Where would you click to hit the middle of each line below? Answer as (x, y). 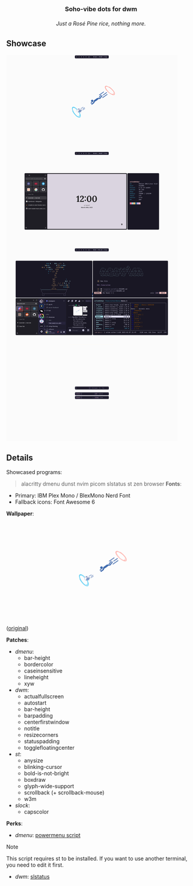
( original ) (17, 628)
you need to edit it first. (35, 865)
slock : (22, 805)
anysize (33, 760)
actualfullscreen (44, 696)
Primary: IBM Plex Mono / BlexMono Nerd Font (72, 496)
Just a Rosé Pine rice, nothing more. (101, 24)
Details (20, 457)
